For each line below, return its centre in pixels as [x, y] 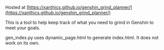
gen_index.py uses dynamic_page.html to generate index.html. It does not [82, 38]
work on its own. [22, 43]
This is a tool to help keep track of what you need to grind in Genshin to [79, 22]
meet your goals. [23, 28]
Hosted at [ [17, 7]
